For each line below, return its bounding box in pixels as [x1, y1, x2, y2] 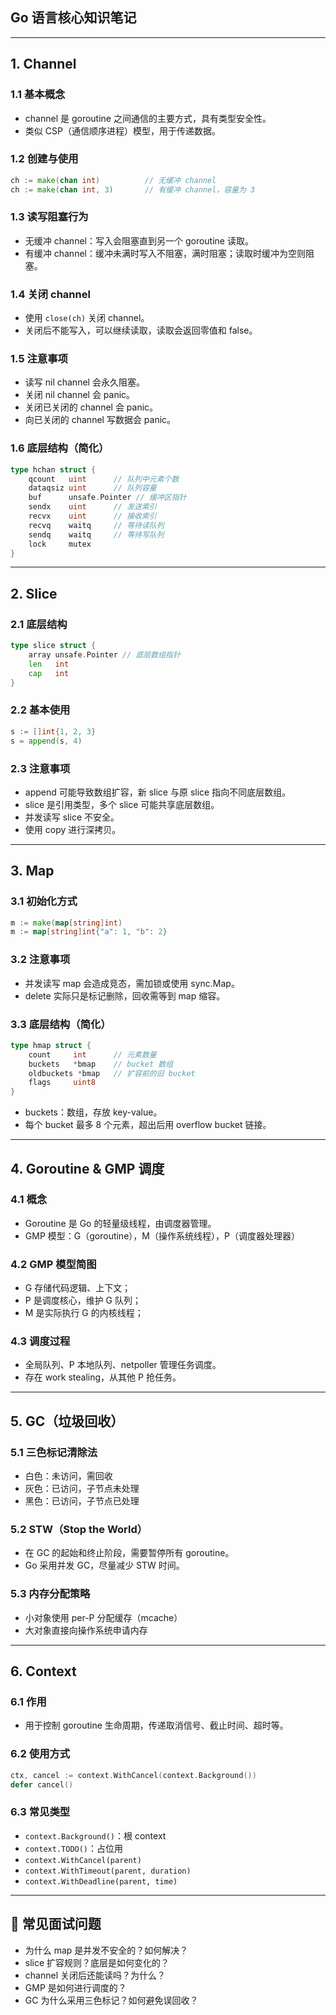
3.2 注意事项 [10, 953, 71, 967]
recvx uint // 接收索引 [28, 511, 157, 522]
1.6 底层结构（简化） [10, 441, 110, 455]
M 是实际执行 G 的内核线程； [24, 1307, 144, 1319]
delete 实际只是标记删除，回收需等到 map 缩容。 [24, 989, 226, 1002]
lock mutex [28, 539, 92, 549]
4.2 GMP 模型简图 [10, 1257, 97, 1271]
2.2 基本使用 [10, 703, 71, 717]
